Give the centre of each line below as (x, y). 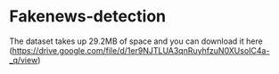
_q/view (24, 60)
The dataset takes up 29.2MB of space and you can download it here (136, 41)
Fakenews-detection (88, 16)
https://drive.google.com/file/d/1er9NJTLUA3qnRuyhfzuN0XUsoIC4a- (141, 50)
